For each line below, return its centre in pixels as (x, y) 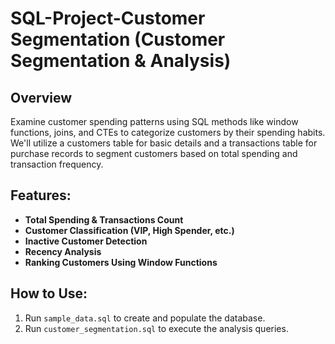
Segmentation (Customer (118, 39)
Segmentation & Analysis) (121, 61)
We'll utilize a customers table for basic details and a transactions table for (164, 143)
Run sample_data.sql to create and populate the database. (145, 318)
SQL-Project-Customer (108, 18)
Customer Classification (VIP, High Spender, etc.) (129, 230)
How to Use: (49, 293)
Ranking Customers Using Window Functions (121, 262)
